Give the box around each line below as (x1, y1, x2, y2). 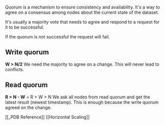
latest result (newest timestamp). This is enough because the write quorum (5, 99, 159, 105)
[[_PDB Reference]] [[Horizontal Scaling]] (5, 114, 90, 120)
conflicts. (5, 66, 24, 72)
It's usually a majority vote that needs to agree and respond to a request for (5, 19, 160, 25)
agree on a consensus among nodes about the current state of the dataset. (5, 9, 159, 15)
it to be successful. (5, 24, 44, 30)
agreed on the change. (5, 104, 52, 110)
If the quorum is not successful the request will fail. (5, 34, 110, 40)
